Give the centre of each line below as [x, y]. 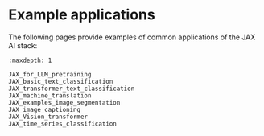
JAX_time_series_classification [62, 124]
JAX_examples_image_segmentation [64, 102]
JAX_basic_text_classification [61, 81]
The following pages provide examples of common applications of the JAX [132, 37]
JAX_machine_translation [50, 95]
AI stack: [23, 45]
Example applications [82, 15]
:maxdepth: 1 [30, 60]
